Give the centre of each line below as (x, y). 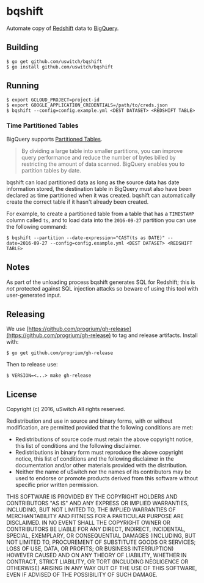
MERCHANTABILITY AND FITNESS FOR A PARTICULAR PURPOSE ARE (95, 516)
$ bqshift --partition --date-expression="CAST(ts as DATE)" (86, 238)
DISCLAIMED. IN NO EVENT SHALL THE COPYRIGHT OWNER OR (89, 523)
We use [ (18, 329)
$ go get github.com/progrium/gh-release (60, 353)
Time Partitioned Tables (42, 125)
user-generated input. (34, 295)
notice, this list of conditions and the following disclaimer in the (94, 459)
